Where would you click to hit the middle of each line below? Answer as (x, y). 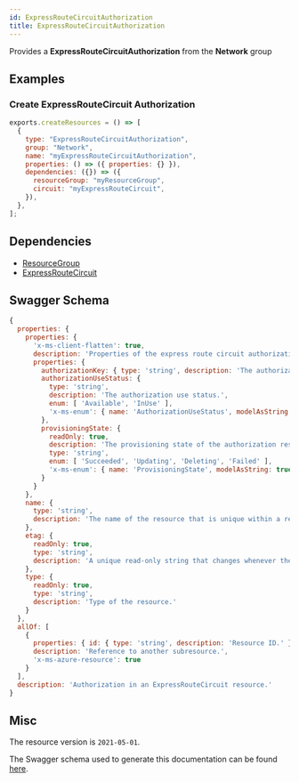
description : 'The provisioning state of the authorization (162, 445)
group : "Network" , (59, 148)
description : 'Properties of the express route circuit (138, 354)
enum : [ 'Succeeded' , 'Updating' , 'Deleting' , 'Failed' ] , (161, 462)
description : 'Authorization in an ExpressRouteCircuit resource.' (145, 685)
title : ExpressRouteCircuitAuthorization (87, 26)
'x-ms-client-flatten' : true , (89, 345)
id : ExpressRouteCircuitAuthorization (81, 17)
